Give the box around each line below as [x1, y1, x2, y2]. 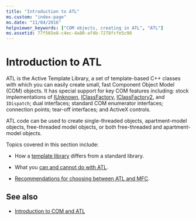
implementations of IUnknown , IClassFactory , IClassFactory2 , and [6, 94, 165, 101]
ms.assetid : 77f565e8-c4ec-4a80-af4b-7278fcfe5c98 [6, 30, 132, 36]
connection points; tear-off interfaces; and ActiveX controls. [6, 106, 151, 113]
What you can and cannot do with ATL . [14, 164, 108, 171]
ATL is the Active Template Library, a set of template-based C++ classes [6, 75, 181, 82]
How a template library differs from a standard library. [14, 153, 145, 160]
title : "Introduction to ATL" [6, 8, 80, 15]
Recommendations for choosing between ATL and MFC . [14, 175, 150, 182]
